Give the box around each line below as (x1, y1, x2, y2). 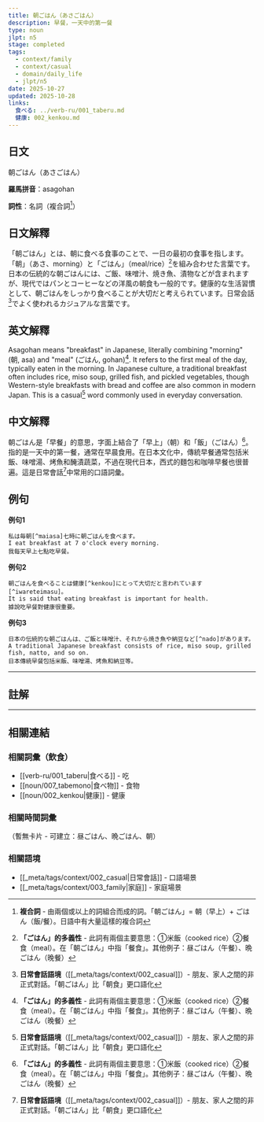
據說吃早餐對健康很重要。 (8, 603, 79, 611)
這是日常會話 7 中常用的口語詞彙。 (21, 466, 129, 477)
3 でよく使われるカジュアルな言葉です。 (8, 297, 134, 308)
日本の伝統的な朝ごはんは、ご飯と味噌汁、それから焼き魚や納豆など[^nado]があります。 (8, 635, 255, 643)
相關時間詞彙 (8, 812, 57, 823)
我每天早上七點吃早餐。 (8, 548, 73, 555)
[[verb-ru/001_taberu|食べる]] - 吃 (19, 771, 130, 781)
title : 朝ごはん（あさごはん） (8, 11, 97, 20)
